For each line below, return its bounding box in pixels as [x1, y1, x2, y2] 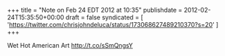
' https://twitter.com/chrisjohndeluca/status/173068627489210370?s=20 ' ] [7, 21, 219, 28]
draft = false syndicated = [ [65, 13, 143, 21]
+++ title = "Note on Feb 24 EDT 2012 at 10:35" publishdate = [7, 6, 183, 14]
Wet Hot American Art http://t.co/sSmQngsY [7, 41, 134, 49]
